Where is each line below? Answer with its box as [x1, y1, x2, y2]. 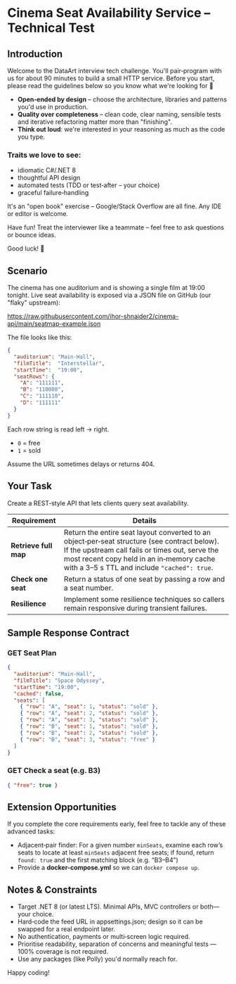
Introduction [7, 48, 63, 60]
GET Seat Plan [7, 648, 57, 657]
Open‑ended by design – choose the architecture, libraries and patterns [17, 95, 227, 103]
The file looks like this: [7, 333, 72, 342]
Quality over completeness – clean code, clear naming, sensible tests [17, 111, 221, 118]
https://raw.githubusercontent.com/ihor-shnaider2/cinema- [7, 312, 179, 321]
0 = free [17, 439, 41, 447]
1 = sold [17, 446, 41, 455]
